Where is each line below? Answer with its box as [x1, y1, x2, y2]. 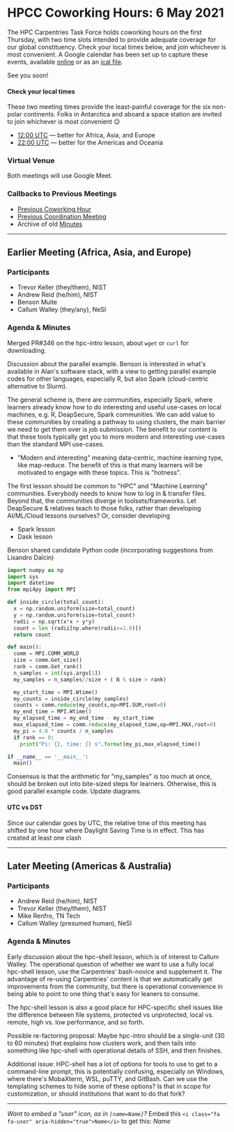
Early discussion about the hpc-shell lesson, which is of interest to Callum [7, 952, 219, 960]
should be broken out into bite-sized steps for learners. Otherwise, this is [7, 780, 217, 788]
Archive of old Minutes [17, 220, 83, 228]
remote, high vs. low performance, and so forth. [7, 1018, 145, 1026]
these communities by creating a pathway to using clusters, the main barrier [7, 417, 226, 426]
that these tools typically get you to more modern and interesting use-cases [7, 432, 225, 441]
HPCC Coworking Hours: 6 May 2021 [7, 5, 224, 21]
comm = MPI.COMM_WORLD [13, 650, 79, 657]
